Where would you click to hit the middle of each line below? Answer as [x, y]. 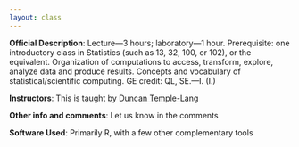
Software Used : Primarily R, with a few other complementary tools [131, 132]
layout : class [36, 17]
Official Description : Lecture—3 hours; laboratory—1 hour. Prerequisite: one [149, 43]
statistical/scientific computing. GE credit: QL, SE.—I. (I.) [112, 80]
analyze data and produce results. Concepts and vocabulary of [125, 71]
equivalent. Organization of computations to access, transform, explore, [141, 61]
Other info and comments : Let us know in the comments [114, 115]
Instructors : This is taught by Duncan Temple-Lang [104, 98]
